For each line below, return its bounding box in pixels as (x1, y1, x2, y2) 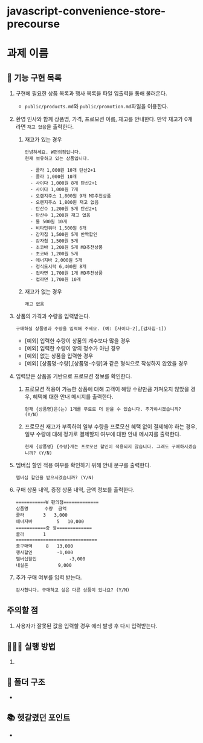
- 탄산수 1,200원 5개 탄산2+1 (30, 206, 97, 212)
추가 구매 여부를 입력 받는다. (15, 574, 82, 581)
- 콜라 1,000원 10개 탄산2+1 (30, 168, 96, 174)
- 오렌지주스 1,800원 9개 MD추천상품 (30, 193, 111, 199)
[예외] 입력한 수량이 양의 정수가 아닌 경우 (24, 345, 121, 352)
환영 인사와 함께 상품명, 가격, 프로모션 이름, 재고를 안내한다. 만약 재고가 (15, 116, 183, 123)
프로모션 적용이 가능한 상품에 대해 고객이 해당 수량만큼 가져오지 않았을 (24, 385, 190, 393)
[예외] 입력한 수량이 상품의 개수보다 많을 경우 (24, 337, 130, 344)
